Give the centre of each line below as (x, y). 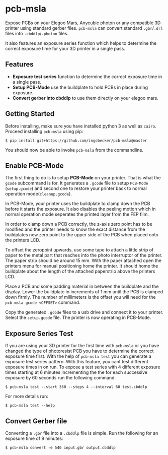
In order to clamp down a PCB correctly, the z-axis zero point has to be (79, 224)
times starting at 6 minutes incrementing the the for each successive (76, 372)
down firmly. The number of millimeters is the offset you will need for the (80, 297)
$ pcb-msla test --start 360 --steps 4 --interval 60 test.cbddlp (76, 387)
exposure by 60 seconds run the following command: (61, 378)
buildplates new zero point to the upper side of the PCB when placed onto (82, 235)
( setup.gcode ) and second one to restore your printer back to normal (76, 188)
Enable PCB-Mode (34, 166)
